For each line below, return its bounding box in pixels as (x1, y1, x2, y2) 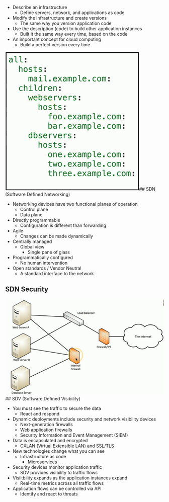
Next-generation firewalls (20, 421, 73, 427)
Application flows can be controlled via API (12, 485, 102, 491)
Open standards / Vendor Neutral (12, 265, 81, 271)
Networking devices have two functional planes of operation (12, 201, 138, 207)
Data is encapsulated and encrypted (12, 437, 88, 443)
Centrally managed (12, 238, 52, 244)
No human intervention (20, 260, 68, 266)
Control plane (20, 206, 49, 212)
